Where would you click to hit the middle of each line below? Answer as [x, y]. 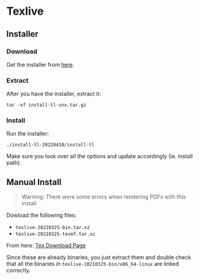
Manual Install [34, 182]
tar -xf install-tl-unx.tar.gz [46, 105]
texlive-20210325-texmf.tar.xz [55, 234]
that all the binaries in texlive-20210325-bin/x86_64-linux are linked [93, 264]
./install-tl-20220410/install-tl [51, 145]
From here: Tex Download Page [46, 246]
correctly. [18, 270]
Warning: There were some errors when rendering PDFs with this [103, 197]
